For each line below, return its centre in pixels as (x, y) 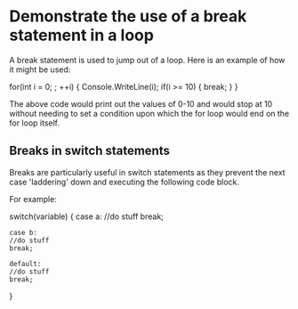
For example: (33, 199)
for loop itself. (35, 123)
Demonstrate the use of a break (128, 16)
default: (25, 264)
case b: (24, 232)
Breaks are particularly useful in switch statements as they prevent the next (148, 172)
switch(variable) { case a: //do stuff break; (87, 216)
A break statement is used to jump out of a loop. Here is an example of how (147, 60)
